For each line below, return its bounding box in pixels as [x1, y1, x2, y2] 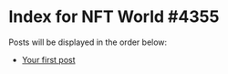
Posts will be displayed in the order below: [8, 37, 168, 48]
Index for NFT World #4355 [8, 6, 220, 27]
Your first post [21, 54, 76, 65]
